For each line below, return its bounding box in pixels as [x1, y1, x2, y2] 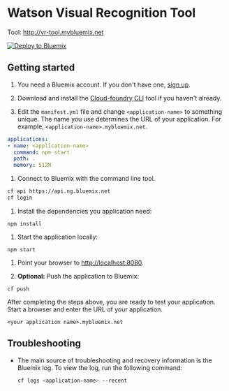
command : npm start [13, 149, 71, 156]
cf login [7, 194, 33, 201]
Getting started [7, 61, 75, 74]
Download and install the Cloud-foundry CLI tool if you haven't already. [17, 94, 222, 102]
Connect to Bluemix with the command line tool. [17, 175, 156, 183]
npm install [7, 220, 42, 228]
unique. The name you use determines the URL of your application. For [17, 115, 221, 123]
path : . [13, 155, 36, 162]
